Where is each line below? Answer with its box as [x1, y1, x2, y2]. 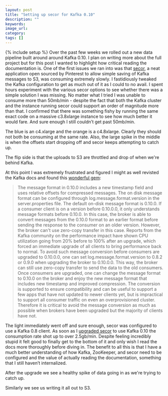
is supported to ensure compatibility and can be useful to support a [17, 286, 157, 292]
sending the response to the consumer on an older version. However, [17, 222, 161, 228]
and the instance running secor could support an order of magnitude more [5, 103, 159, 109]
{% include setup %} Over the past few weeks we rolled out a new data [5, 49, 153, 55]
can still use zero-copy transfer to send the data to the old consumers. [17, 265, 163, 271]
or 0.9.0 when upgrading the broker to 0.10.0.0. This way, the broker [17, 259, 158, 265]
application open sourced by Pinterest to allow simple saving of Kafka [5, 70, 149, 76]
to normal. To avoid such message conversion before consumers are [17, 249, 159, 255]
